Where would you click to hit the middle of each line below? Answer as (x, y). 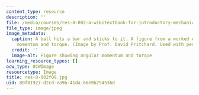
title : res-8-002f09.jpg (37, 77)
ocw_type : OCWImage (30, 66)
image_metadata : (26, 34)
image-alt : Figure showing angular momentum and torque (82, 55)
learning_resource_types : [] (42, 61)
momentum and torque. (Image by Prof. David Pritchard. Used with (100, 45)
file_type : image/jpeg (34, 28)
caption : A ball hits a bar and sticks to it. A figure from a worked (100, 39)
